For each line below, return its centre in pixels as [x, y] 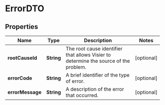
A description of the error [95, 89]
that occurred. [82, 95]
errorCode [20, 78]
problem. [76, 67]
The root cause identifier [94, 49]
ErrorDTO [25, 9]
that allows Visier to [88, 55]
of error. [75, 81]
